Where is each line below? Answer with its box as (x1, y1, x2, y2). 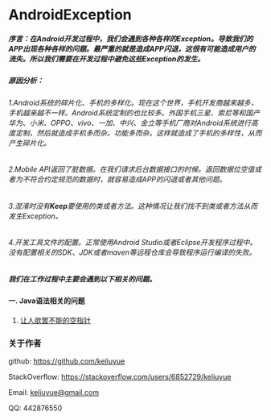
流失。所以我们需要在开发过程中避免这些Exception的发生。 (8, 54, 205, 64)
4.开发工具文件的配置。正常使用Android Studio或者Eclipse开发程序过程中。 (8, 238, 257, 247)
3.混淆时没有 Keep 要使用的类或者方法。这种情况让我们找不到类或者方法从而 (8, 201, 258, 210)
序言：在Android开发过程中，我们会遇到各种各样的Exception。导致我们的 (8, 34, 253, 44)
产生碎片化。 (8, 138, 51, 148)
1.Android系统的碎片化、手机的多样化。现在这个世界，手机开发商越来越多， (8, 98, 258, 107)
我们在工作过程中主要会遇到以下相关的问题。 (8, 274, 157, 284)
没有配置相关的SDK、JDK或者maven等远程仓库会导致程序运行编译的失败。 (8, 247, 257, 257)
